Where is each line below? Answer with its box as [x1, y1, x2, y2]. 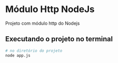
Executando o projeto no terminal [5, 35, 113, 43]
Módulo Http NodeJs [5, 4, 95, 15]
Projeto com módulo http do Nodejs [5, 20, 80, 26]
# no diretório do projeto [5, 48, 63, 53]
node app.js [5, 53, 31, 58]
